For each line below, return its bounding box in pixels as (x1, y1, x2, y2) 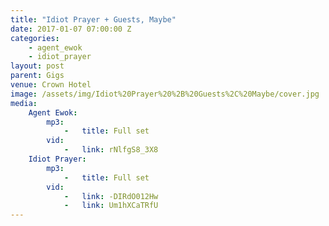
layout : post (10, 61, 65, 71)
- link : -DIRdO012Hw (63, 191, 159, 201)
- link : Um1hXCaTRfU (63, 201, 159, 211)
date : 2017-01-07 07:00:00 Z (10, 24, 132, 34)
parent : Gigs (10, 71, 65, 81)
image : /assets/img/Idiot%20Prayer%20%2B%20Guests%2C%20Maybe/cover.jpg (10, 89, 320, 99)
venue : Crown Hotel (10, 80, 92, 90)
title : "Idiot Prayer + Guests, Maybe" (10, 14, 177, 25)
